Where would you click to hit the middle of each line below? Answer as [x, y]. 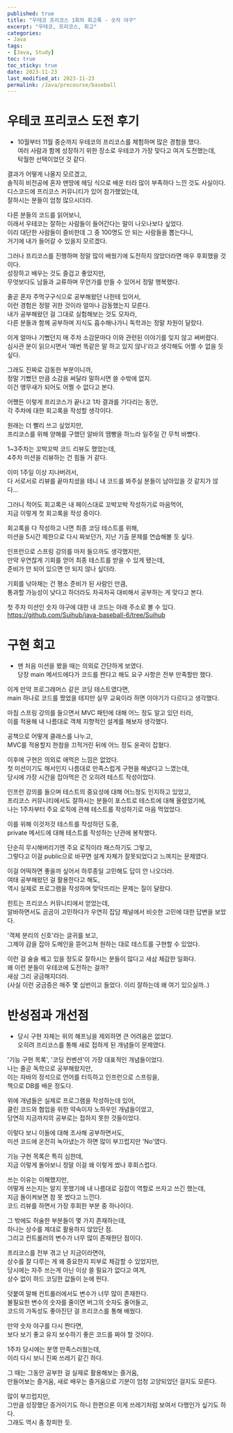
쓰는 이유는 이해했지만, [38, 1180]
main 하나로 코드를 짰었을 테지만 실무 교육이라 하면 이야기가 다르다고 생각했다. [113, 698]
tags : [15, 46]
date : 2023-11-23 [32, 72]
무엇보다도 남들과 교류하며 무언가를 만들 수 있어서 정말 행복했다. [94, 282]
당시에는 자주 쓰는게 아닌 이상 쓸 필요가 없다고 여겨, [77, 1270]
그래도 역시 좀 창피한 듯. [40, 1423]
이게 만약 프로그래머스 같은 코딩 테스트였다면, [69, 689]
